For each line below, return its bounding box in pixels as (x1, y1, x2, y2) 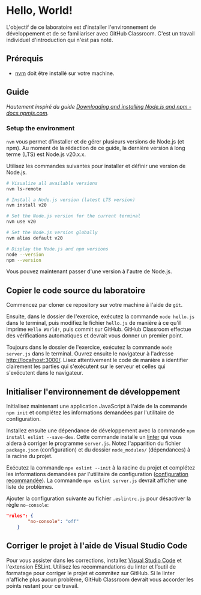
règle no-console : (6, 501, 49, 509)
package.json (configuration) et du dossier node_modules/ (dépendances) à (6, 446, 191, 453)
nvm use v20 (6, 219, 36, 225)
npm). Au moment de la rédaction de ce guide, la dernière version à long (6, 144, 185, 151)
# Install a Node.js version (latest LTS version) (6, 196, 136, 203)
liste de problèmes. (6, 483, 54, 491)
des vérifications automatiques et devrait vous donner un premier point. (6, 332, 184, 339)
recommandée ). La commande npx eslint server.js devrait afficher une (6, 477, 187, 484)
